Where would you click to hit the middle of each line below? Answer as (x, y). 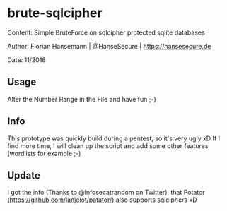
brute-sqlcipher (55, 13)
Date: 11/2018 (27, 60)
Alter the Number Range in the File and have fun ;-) (82, 99)
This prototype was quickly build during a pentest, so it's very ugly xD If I (114, 138)
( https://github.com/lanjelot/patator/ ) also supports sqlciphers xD (102, 200)
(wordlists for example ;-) (44, 153)
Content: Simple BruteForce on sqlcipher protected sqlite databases (106, 32)
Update (24, 175)
